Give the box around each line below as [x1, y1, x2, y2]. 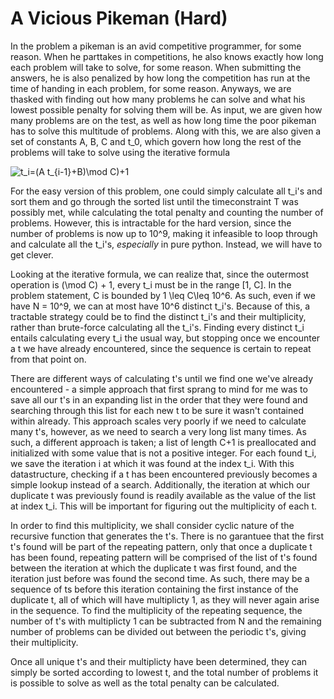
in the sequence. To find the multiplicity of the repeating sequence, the [10, 604, 303, 616]
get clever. [10, 248, 54, 261]
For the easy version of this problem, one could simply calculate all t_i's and [10, 185, 323, 197]
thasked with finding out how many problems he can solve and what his [10, 93, 306, 105]
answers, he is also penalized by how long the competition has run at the [10, 72, 311, 84]
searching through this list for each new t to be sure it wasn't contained [10, 404, 304, 416]
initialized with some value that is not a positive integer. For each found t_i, [10, 447, 317, 459]
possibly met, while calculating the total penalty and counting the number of [10, 206, 324, 218]
